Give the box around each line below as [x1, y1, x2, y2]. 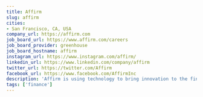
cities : [6, 20, 26, 26]
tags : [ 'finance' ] [6, 82, 53, 88]
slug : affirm [6, 14, 39, 20]
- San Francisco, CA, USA [6, 25, 71, 32]
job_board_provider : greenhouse [6, 43, 88, 49]
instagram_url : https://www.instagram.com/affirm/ [6, 54, 137, 60]
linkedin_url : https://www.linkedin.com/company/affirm [6, 59, 150, 65]
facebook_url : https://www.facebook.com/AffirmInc [6, 70, 137, 77]
